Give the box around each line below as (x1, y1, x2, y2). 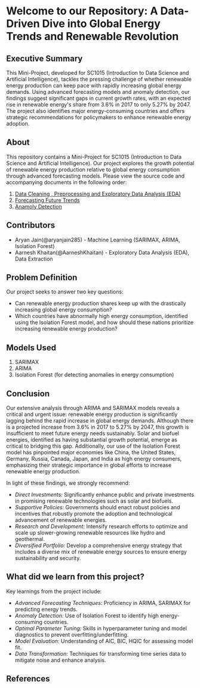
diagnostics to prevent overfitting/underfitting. (14, 631, 129, 638)
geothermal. (14, 536, 45, 543)
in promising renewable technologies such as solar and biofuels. (14, 497, 173, 504)
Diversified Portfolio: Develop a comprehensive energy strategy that (14, 542, 182, 549)
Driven (6, 17, 40, 30)
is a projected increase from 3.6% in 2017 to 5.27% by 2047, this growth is (6, 423, 189, 431)
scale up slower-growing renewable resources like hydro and (14, 529, 165, 536)
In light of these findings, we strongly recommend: (6, 479, 130, 487)
